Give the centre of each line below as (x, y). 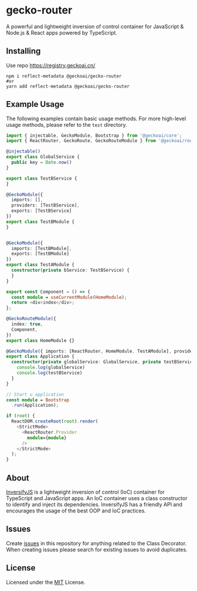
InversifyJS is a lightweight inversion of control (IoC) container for (86, 492)
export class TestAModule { (40, 265)
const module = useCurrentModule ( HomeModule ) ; (69, 297)
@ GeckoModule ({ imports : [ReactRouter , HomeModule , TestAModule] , (89, 351)
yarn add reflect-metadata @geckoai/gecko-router (68, 86)
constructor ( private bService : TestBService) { (71, 271)
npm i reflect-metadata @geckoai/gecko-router (64, 76)
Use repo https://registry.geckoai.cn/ (51, 65)
